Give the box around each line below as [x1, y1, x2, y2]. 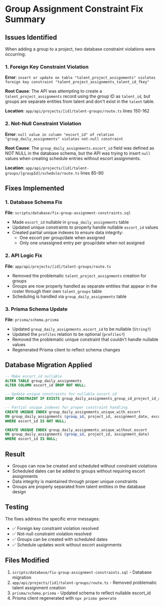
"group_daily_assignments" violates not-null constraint [5, 137, 123, 141]
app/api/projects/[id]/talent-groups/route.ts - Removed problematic [12, 579, 157, 586]
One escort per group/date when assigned [19, 235, 105, 241]
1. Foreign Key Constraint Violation [5, 63, 89, 70]
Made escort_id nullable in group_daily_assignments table [12, 219, 129, 225]
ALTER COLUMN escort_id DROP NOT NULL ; [5, 383, 86, 388]
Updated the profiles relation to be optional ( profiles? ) [12, 331, 125, 337]
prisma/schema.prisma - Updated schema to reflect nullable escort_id [12, 590, 151, 596]
